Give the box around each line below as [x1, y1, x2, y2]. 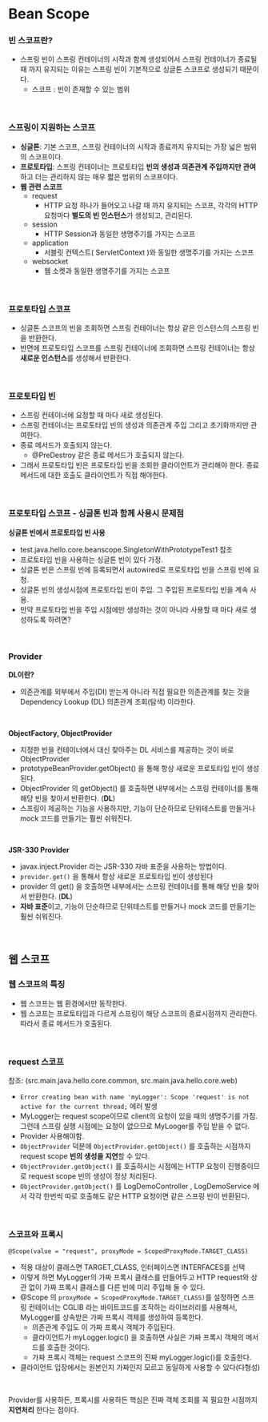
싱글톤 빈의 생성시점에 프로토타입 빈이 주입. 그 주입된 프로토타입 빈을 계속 [19, 584, 249, 594]
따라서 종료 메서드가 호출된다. [19, 1018, 113, 1028]
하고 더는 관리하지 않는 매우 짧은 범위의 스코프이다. [19, 171, 178, 181]
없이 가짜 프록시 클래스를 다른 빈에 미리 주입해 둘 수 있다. [28, 1283, 206, 1292]
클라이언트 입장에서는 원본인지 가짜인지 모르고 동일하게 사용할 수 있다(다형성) [19, 1363, 261, 1372]
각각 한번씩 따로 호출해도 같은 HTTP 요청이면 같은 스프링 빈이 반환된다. [28, 1191, 250, 1201]
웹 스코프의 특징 [8, 978, 66, 990]
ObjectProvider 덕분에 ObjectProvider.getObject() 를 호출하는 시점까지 [19, 1141, 251, 1151]
